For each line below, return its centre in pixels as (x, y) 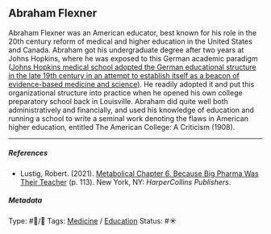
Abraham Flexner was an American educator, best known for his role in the (132, 32)
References (28, 153)
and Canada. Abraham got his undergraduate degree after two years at (126, 50)
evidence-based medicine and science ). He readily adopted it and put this (131, 84)
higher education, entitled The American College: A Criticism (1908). (122, 127)
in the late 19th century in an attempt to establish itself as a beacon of (124, 75)
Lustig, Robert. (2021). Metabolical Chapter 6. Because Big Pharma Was (140, 173)
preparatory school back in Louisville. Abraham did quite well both (118, 101)
